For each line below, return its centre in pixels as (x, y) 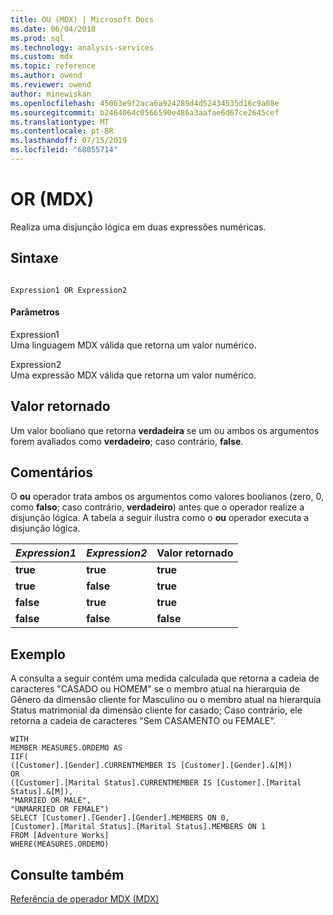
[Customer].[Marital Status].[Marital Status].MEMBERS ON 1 (138, 827)
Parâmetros (35, 312)
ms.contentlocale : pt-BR (62, 131)
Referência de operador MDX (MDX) (85, 899)
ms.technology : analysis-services (82, 47)
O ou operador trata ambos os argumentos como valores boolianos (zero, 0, (167, 497)
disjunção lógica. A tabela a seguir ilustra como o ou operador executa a (160, 518)
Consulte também (67, 874)
